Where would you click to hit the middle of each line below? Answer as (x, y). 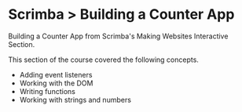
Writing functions (48, 91)
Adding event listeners (56, 74)
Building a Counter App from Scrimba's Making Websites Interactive (118, 36)
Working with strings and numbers (75, 99)
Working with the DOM (56, 83)
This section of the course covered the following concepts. (103, 60)
